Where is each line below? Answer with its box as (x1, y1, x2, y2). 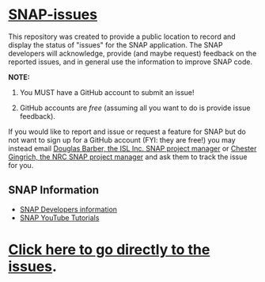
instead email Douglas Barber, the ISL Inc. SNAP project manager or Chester (8, 143, 257, 153)
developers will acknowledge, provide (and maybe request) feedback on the (8, 48, 257, 58)
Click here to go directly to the (8, 240, 210, 258)
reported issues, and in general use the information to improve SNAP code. (8, 57, 253, 67)
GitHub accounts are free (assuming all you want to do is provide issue (19, 103, 251, 112)
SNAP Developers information (19, 204, 117, 214)
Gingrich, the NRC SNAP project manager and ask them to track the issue (8, 152, 248, 162)
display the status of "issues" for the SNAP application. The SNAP (8, 40, 223, 49)
